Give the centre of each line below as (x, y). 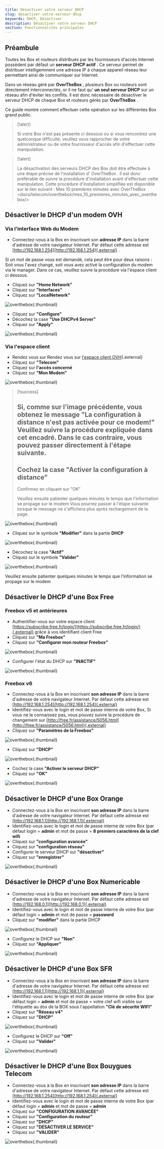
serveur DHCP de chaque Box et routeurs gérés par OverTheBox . (72, 100)
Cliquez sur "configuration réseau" (48, 846)
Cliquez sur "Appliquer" (37, 944)
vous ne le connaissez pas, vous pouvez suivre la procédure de (76, 715)
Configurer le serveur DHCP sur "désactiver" (58, 852)
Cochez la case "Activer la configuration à (82, 470)
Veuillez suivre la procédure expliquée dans (85, 430)
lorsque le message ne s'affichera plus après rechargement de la (82, 509)
